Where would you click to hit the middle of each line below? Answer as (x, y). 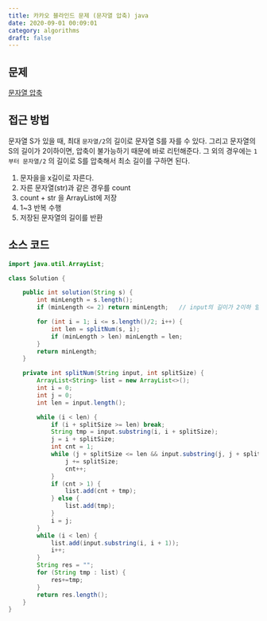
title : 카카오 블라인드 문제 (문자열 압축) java (79, 16)
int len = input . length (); (81, 403)
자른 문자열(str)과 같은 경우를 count (75, 187)
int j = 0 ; (55, 395)
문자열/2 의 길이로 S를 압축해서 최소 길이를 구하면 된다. (106, 161)
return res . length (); (73, 595)
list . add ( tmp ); (90, 506)
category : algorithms (44, 30)
